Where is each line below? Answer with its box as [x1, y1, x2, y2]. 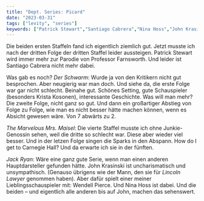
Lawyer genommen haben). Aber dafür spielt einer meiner [6, 175, 152, 183]
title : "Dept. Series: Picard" [6, 9, 86, 15]
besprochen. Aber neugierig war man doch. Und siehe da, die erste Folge [6, 80, 190, 88]
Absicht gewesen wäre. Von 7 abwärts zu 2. [6, 113, 117, 120]
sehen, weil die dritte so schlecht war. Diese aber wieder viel [31, 131, 183, 138]
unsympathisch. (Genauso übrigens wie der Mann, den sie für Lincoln [6, 169, 181, 176]
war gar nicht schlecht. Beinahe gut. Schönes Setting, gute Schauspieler [6, 86, 188, 94]
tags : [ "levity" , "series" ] [6, 20, 78, 26]
